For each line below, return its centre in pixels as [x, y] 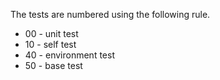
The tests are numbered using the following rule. [110, 14]
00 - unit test [51, 33]
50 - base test [53, 65]
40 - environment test [69, 55]
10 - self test [50, 44]
